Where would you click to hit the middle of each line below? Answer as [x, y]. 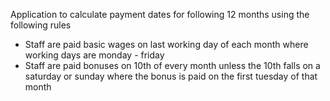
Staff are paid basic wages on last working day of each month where [166, 44]
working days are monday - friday [94, 55]
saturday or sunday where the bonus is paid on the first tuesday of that [171, 76]
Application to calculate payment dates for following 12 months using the [160, 14]
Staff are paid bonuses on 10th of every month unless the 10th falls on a [172, 65]
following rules [41, 25]
